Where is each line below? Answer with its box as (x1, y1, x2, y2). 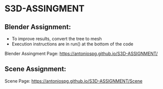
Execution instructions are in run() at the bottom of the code (11, 41, 133, 47)
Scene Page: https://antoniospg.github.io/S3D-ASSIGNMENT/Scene (4, 78, 143, 84)
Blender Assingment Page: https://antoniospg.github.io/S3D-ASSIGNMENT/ (4, 50, 158, 56)
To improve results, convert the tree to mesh (11, 36, 102, 42)
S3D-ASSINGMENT (4, 3, 85, 14)
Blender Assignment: (4, 23, 71, 31)
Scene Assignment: (4, 65, 66, 73)
